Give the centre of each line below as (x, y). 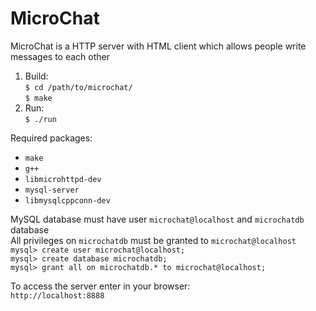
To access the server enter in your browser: (100, 286)
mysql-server (52, 190)
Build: (36, 76)
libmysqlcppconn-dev (67, 200)
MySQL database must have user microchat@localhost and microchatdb (157, 219)
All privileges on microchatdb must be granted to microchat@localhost (153, 240)
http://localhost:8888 (57, 295)
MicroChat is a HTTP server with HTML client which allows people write (158, 46)
